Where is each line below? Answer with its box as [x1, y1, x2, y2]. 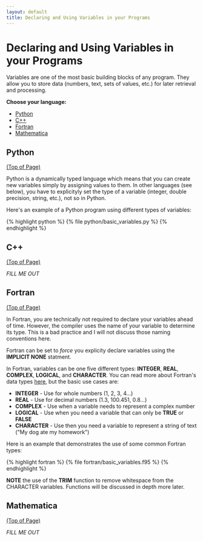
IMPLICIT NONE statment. [6, 353, 72, 360]
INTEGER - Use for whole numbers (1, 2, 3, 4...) [15, 390, 133, 397]
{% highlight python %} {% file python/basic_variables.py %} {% [6, 218, 168, 226]
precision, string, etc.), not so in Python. [6, 195, 106, 202]
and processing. [6, 86, 47, 94]
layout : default [6, 9, 47, 15]
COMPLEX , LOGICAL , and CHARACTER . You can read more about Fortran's [6, 371, 196, 379]
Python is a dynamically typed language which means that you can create [6, 175, 191, 182]
